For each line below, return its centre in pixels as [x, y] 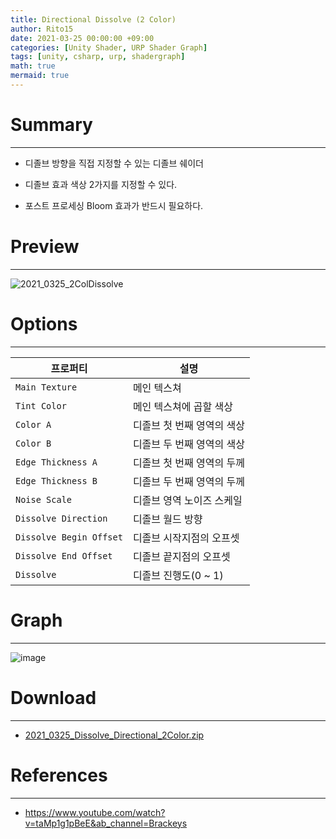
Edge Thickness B [56, 480]
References [59, 775]
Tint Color [41, 405]
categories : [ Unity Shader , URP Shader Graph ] [109, 47]
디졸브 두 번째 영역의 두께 [188, 481]
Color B [33, 443]
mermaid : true [40, 76]
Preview [45, 247]
